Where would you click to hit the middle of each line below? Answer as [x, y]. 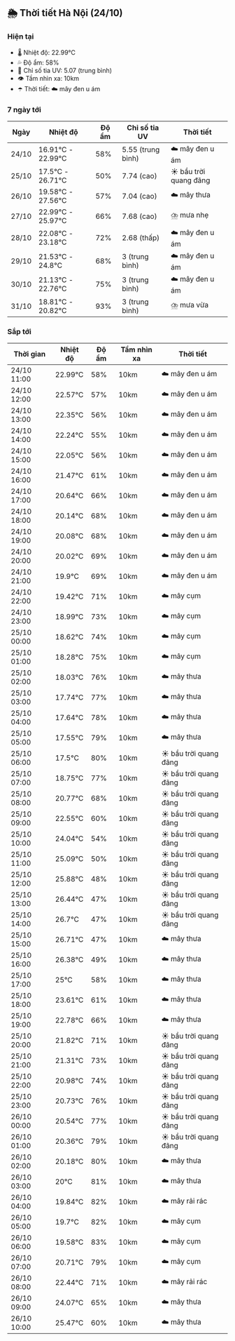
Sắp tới [19, 331]
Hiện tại [21, 36]
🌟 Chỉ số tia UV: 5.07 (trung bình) [65, 70]
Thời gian [30, 354]
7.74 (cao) [140, 175]
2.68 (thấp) [141, 238]
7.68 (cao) [140, 216]
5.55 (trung [141, 149]
